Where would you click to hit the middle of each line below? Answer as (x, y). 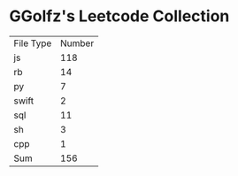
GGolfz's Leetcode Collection (119, 16)
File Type (33, 43)
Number (77, 43)
